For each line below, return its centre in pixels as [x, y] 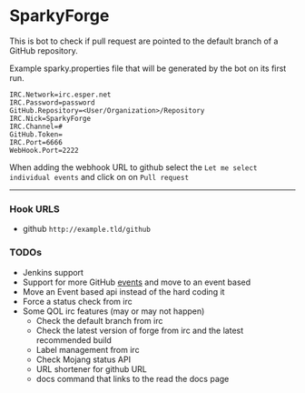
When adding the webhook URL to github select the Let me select [133, 167]
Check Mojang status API [84, 359]
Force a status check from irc [78, 301]
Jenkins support [53, 272]
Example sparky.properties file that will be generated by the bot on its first [148, 68]
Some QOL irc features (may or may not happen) [113, 311]
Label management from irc [88, 349]
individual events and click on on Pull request [99, 176]
